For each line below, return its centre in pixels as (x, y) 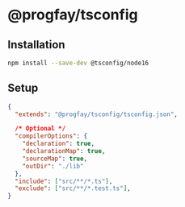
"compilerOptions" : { (51, 136)
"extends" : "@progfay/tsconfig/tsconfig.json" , (97, 114)
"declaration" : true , (58, 144)
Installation (36, 45)
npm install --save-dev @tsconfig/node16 (78, 63)
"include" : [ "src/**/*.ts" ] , (64, 181)
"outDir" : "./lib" (53, 166)
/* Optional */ (40, 129)
